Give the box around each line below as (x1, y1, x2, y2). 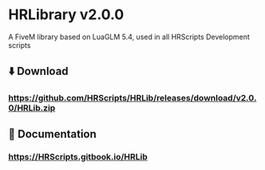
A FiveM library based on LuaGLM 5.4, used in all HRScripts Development (8, 32, 250, 42)
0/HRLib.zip (8, 102, 56, 113)
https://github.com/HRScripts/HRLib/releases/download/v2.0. (8, 93, 257, 104)
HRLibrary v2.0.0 (8, 6, 125, 24)
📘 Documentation (8, 127, 97, 140)
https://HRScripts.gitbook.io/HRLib (8, 151, 148, 162)
